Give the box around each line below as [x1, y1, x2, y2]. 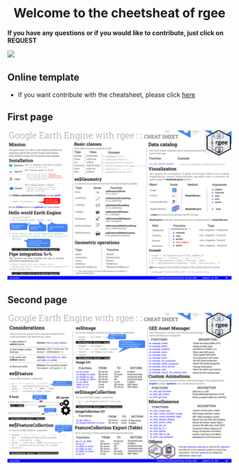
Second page [7, 293, 68, 305]
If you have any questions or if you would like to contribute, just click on [7, 28, 224, 37]
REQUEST [7, 36, 37, 44]
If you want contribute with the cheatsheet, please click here [17, 90, 196, 99]
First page [7, 111, 53, 123]
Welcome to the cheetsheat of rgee [13, 5, 226, 21]
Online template [7, 71, 80, 83]
